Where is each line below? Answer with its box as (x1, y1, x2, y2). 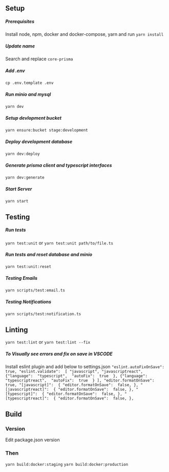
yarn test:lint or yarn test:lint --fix (5, 339, 91, 345)
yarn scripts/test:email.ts (5, 288, 66, 293)
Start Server (5, 186, 32, 192)
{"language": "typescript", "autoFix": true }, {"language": (5, 373, 147, 379)
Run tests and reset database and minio (5, 252, 93, 258)
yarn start (5, 199, 29, 204)
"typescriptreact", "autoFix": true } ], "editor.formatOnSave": (5, 378, 155, 383)
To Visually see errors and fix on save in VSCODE (5, 350, 113, 357)
